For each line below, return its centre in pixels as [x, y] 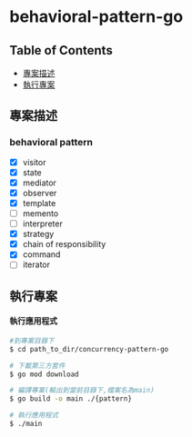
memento [40, 214]
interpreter [43, 223]
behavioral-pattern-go [96, 17]
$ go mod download [44, 374]
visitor [34, 162]
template [39, 203]
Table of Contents [61, 50]
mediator [40, 183]
